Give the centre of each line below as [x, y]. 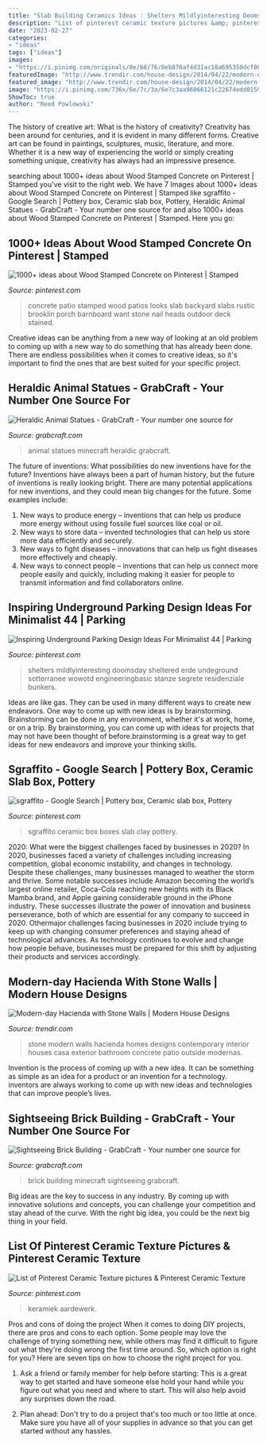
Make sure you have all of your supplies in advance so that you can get [136, 1422]
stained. [41, 322]
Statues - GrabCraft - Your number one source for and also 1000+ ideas [126, 210]
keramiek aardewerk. [62, 1309]
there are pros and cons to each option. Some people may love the [117, 1333]
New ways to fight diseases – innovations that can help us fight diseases [139, 548]
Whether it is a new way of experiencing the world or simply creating [121, 153]
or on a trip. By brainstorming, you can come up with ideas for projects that [131, 727]
